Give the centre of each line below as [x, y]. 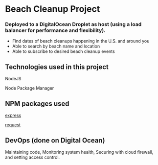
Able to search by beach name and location [56, 46]
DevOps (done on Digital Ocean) [55, 140]
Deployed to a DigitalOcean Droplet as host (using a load [73, 24]
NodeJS [13, 79]
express [13, 116]
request [13, 125]
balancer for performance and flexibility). [56, 30]
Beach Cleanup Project [53, 9]
